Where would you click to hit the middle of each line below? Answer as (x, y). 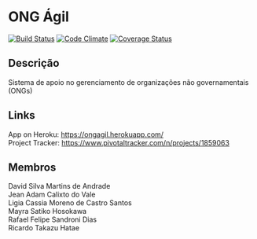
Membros (32, 167)
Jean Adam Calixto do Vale (52, 195)
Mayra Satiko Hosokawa (48, 211)
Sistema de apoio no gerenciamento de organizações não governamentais (128, 82)
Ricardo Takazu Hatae (44, 228)
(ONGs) (20, 90)
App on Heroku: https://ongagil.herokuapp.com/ (86, 134)
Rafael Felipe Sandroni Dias (52, 219)
